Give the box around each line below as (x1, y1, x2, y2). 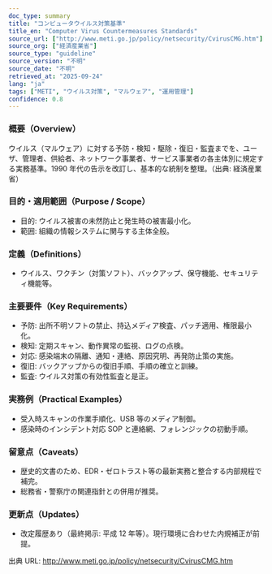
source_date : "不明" (8, 65, 76, 73)
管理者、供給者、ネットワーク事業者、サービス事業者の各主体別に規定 (21, 153, 257, 163)
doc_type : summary (8, 11, 71, 20)
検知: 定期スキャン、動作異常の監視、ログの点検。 (19, 341, 188, 351)
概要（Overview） (8, 123, 81, 135)
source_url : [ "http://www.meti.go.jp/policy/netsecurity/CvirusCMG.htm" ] (8, 34, 264, 43)
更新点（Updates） (8, 508, 84, 520)
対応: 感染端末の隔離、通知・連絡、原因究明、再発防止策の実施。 (19, 351, 238, 361)
